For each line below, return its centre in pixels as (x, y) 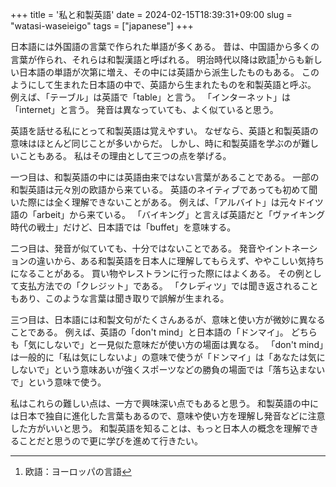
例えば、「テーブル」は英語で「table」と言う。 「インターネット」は (150, 97)
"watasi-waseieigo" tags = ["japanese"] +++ (102, 26)
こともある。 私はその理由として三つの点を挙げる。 (125, 155)
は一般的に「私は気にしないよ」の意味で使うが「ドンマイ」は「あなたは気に (168, 357)
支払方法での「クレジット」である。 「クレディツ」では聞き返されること (168, 285)
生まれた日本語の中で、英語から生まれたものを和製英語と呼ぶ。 (185, 84)
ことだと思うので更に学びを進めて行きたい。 (110, 440)
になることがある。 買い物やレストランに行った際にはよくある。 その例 (157, 273)
